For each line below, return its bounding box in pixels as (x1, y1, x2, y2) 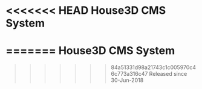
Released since (149, 70, 187, 78)
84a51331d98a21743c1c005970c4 (111, 64, 197, 71)
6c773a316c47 (111, 70, 148, 78)
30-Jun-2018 (111, 76, 144, 84)
